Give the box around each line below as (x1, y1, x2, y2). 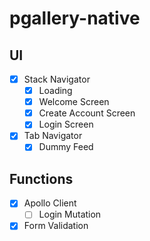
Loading (38, 85, 73, 97)
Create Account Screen (38, 107, 136, 119)
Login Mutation (38, 208, 102, 221)
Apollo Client (23, 197, 77, 209)
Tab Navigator (23, 130, 83, 142)
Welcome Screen (38, 96, 110, 108)
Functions (9, 170, 74, 187)
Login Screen (38, 118, 94, 131)
